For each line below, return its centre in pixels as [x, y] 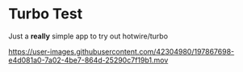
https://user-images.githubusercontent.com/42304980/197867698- [121, 51]
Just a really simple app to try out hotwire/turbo [88, 36]
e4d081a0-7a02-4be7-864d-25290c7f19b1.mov [88, 60]
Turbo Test [46, 14]
